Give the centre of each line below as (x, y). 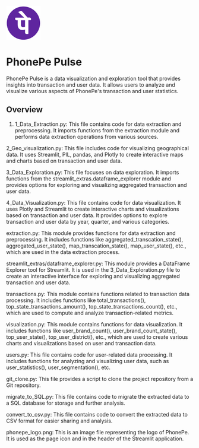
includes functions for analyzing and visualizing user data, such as (88, 361)
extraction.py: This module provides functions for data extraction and (91, 233)
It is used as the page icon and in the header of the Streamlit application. (95, 439)
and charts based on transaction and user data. (64, 161)
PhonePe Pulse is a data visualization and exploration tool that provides (94, 78)
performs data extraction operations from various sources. (86, 136)
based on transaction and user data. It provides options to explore (87, 215)
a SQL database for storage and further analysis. (66, 403)
